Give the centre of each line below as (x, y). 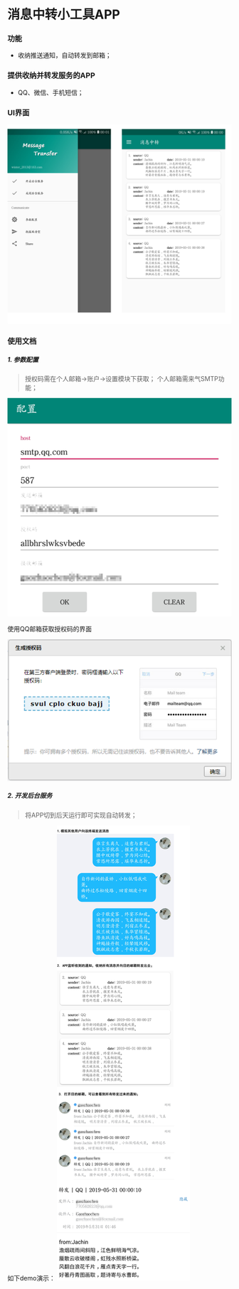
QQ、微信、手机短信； (51, 92)
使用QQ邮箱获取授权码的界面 (50, 629)
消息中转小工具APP (64, 15)
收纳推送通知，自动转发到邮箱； (64, 55)
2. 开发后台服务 (30, 796)
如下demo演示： (31, 1278)
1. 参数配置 (23, 359)
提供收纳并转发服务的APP (52, 75)
